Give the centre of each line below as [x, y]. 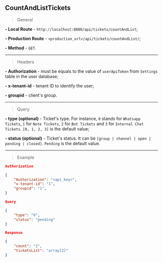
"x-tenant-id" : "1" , [34, 184]
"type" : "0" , [27, 215]
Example [26, 157]
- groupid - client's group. [31, 95]
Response [14, 233]
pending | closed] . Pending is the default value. [53, 143]
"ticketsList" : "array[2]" [41, 251]
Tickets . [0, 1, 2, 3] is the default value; [47, 129]
